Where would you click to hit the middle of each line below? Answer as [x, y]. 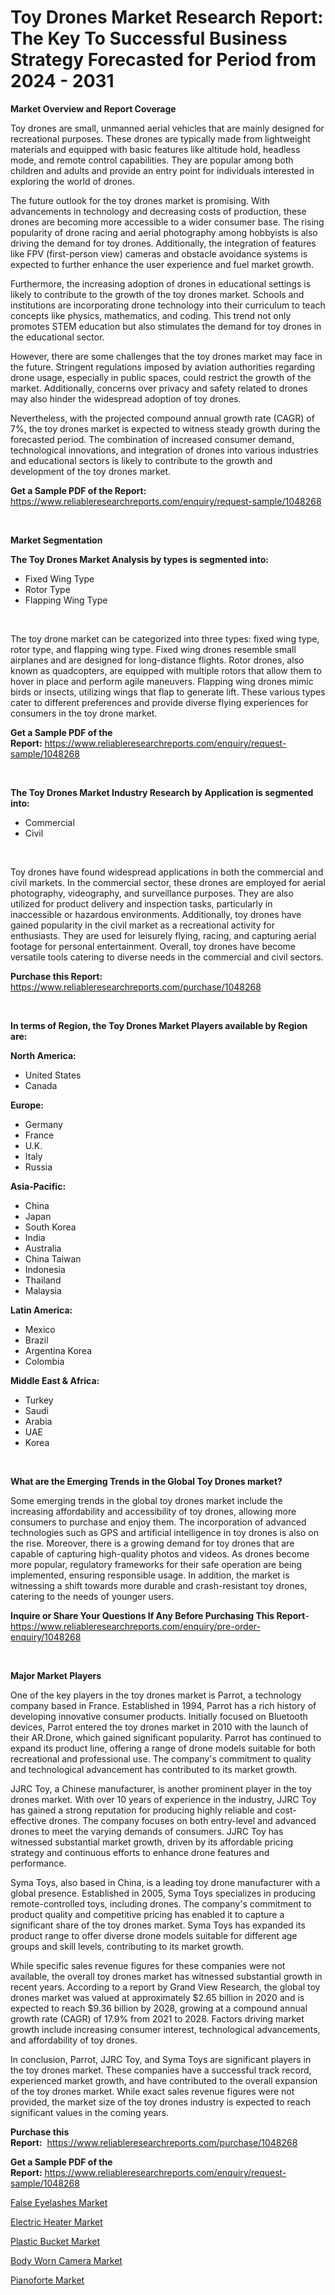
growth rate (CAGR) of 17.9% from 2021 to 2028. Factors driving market [157, 2018]
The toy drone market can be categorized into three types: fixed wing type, [165, 638]
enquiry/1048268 [46, 1637]
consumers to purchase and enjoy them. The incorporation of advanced [158, 1522]
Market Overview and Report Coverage [93, 108]
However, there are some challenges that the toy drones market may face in [166, 356]
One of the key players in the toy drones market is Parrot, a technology [156, 1695]
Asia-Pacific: [38, 1186]
